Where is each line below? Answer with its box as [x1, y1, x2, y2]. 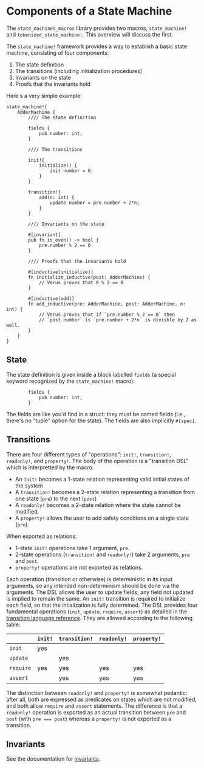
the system [15, 482, 44, 489]
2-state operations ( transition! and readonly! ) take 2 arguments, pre [15, 551, 190, 558]
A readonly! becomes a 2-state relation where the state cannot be [15, 501, 181, 509]
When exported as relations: [6, 532, 77, 540]
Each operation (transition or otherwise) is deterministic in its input [6, 575, 173, 582]
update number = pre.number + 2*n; [49, 200, 140, 206]
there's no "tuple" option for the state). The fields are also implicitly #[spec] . [6, 417, 197, 424]
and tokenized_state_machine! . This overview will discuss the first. [6, 30, 174, 38]
